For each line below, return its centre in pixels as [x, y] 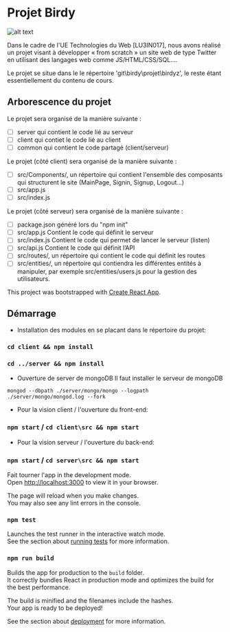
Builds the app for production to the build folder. [76, 572]
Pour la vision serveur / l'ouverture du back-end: [85, 442]
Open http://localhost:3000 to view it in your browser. [83, 483]
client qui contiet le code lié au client [69, 140]
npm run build [31, 558]
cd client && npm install [50, 347]
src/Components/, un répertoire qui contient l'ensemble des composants [120, 174]
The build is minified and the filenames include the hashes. [90, 600]
